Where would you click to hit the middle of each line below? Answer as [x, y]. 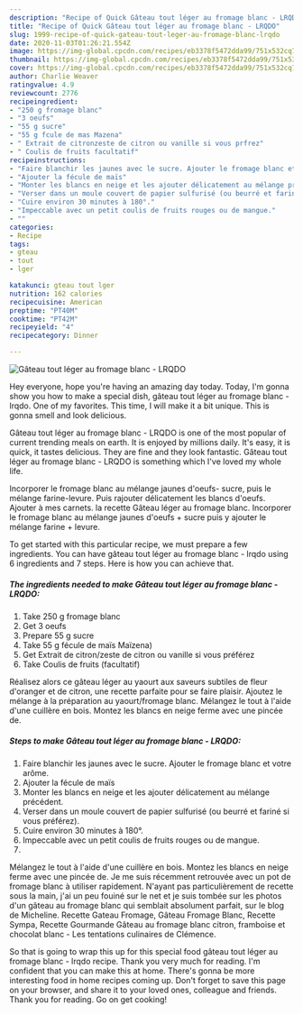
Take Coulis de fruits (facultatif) [81, 664]
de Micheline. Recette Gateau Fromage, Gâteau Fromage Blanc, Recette [143, 915]
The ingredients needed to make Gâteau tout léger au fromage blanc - [144, 584]
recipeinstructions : [48, 160]
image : [22, 51]
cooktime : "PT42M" [44, 319]
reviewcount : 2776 [44, 93]
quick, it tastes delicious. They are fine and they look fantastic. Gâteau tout [148, 452]
